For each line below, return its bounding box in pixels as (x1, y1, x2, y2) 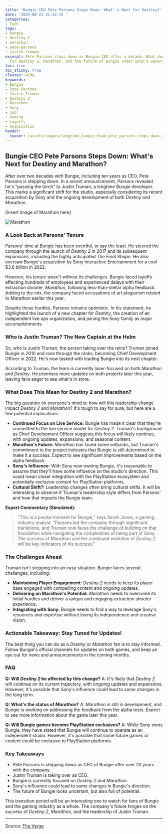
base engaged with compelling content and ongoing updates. (12, 585, 139, 591)
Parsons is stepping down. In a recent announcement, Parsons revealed (5, 179, 153, 185)
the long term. (5, 692, 34, 698)
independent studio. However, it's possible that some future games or (5, 732, 149, 738)
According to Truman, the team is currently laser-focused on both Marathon (5, 365, 162, 371)
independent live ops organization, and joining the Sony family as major (5, 315, 152, 321)
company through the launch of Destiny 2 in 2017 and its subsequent (5, 248, 147, 254)
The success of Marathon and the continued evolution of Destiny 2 (17, 535, 156, 542)
